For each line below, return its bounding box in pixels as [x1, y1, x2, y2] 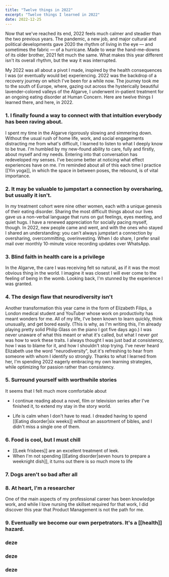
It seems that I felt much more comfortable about [5, 388, 107, 394]
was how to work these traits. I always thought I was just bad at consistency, [5, 337, 164, 343]
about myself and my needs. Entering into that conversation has [5, 151, 138, 157]
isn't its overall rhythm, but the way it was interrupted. [5, 58, 117, 64]
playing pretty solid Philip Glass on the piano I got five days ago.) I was [5, 326, 152, 332]
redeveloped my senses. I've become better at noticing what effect [5, 156, 144, 163]
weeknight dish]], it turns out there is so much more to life [12, 458, 133, 464]
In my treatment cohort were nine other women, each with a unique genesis [5, 203, 162, 209]
